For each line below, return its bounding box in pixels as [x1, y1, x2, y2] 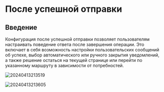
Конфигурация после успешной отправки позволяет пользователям [5, 36, 150, 42]
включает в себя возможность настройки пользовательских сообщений [5, 47, 160, 52]
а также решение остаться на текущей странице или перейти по [5, 57, 143, 63]
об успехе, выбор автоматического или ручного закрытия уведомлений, [5, 52, 160, 58]
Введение [5, 23, 38, 32]
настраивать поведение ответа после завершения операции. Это [5, 42, 145, 47]
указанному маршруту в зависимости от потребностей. [5, 63, 124, 68]
